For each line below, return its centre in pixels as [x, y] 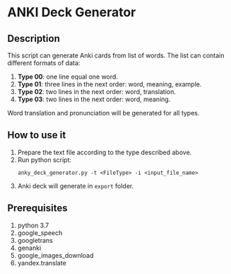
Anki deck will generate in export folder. [76, 185]
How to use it [37, 135]
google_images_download [55, 255]
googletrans [35, 240]
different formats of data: [44, 63]
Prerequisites [37, 209]
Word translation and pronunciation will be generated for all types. [103, 113]
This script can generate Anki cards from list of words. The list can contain [116, 55]
